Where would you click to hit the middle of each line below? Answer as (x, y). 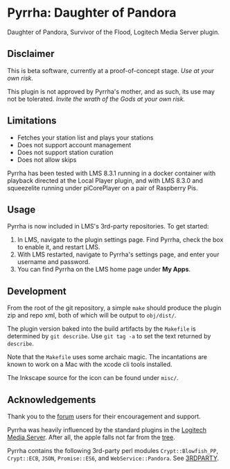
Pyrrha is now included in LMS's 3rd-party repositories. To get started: (108, 227)
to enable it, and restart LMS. (59, 247)
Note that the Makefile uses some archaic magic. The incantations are (107, 357)
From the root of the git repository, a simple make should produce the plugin (114, 308)
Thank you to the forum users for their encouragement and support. (104, 416)
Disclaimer (31, 54)
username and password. (53, 262)
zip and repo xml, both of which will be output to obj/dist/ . (92, 315)
